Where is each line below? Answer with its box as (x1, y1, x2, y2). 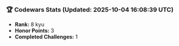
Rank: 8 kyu (14, 21, 44, 28)
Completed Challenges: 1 (14, 33, 78, 40)
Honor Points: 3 (14, 27, 54, 34)
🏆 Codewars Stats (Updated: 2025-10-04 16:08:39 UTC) (6, 5, 174, 13)
